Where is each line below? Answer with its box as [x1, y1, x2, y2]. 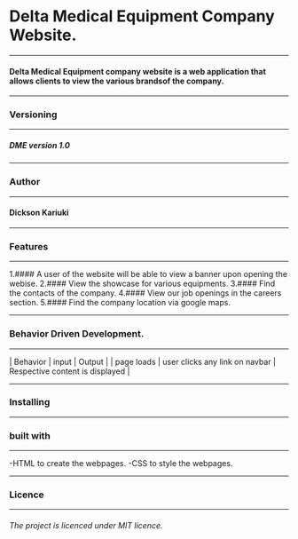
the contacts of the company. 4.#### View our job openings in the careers [9, 288, 282, 298]
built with [9, 429, 51, 441]
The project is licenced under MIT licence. [9, 519, 163, 530]
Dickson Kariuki [9, 207, 69, 218]
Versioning [9, 108, 58, 121]
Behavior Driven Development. [9, 328, 145, 340]
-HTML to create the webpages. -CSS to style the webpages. [9, 458, 233, 469]
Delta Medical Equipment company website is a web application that [9, 66, 266, 76]
